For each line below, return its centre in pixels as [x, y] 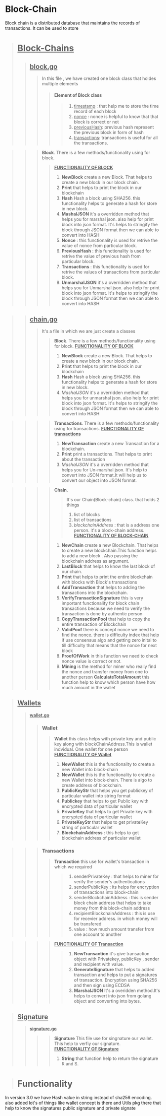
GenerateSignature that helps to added [114, 970]
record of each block [95, 111]
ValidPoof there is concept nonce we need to [108, 629]
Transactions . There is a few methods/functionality [106, 423]
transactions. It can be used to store [42, 28]
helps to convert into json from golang [113, 996]
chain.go [43, 319]
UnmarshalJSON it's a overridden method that [109, 283]
